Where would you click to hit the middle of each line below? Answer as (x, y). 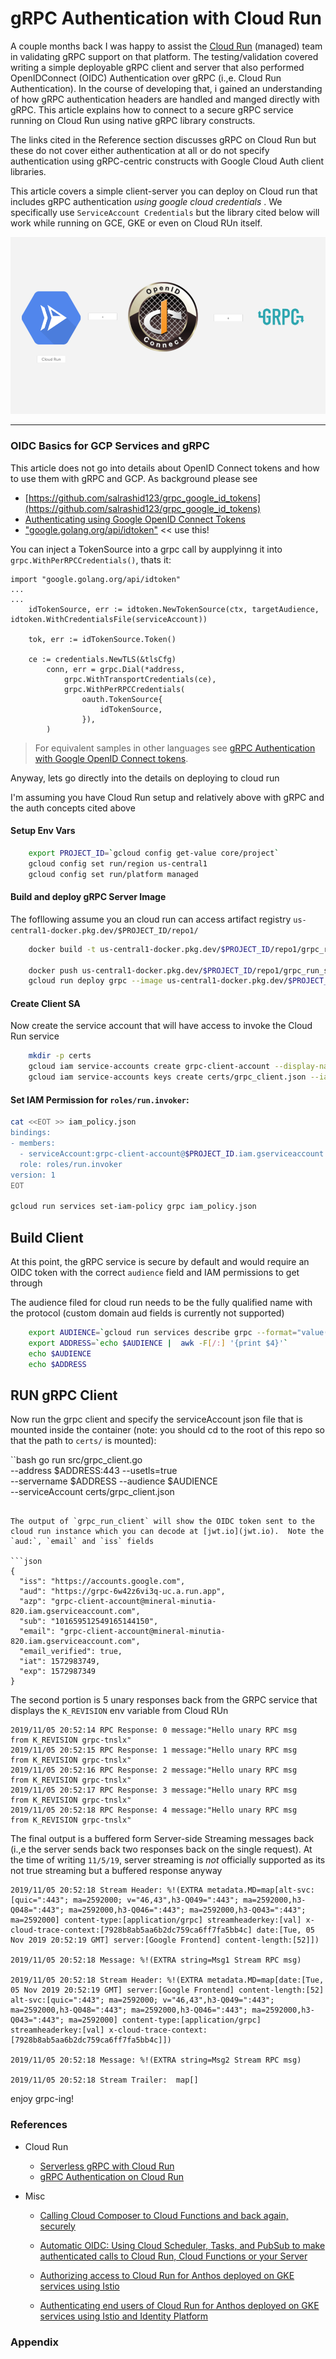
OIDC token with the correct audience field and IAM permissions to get (155, 1272)
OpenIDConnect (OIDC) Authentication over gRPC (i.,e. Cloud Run (146, 78)
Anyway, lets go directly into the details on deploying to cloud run (145, 778)
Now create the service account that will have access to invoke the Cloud (161, 1026)
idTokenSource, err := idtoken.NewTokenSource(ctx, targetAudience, (174, 609)
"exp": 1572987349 (58, 1672)
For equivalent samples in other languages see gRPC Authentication (175, 748)
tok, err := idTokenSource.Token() (102, 639)
